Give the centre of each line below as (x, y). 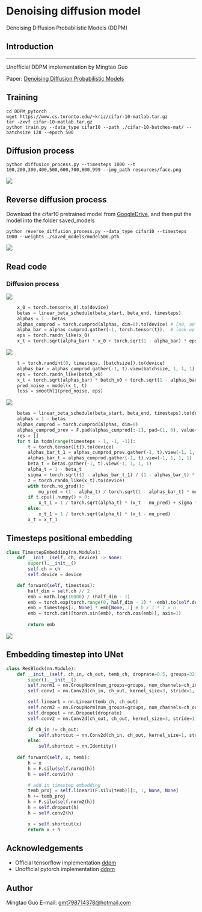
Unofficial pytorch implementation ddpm (65, 869)
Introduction (30, 47)
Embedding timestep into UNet (65, 655)
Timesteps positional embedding (69, 538)
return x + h (44, 830)
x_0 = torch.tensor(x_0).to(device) (63, 307)
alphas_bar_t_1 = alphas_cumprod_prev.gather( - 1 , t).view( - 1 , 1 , (112, 453)
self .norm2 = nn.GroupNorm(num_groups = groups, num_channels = (106, 707)
